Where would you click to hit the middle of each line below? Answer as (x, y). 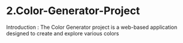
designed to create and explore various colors (63, 33)
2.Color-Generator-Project (73, 11)
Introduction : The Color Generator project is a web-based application (92, 27)
